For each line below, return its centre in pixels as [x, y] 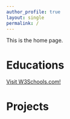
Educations [35, 65]
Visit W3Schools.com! [34, 82]
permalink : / [23, 23]
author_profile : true [33, 12]
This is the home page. [35, 41]
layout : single [25, 18]
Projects [28, 106]
